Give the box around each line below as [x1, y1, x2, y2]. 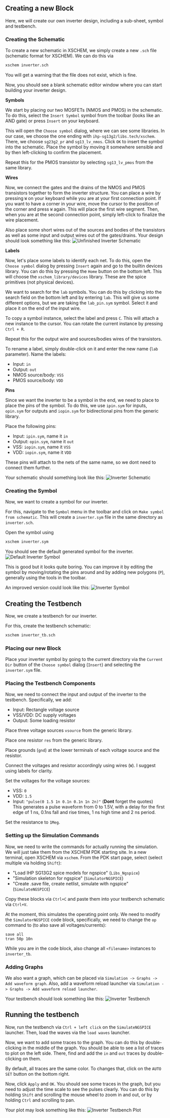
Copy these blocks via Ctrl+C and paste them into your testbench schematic [5, 896, 165, 902]
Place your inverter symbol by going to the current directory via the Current [5, 656, 163, 663]
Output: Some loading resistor [12, 718, 76, 724]
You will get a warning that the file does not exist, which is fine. [5, 71, 137, 78]
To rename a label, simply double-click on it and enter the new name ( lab [5, 345, 158, 351]
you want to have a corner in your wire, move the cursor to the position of [5, 200, 159, 207]
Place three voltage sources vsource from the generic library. [5, 727, 133, 733]
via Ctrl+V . [5, 901, 28, 907]
